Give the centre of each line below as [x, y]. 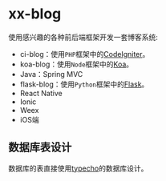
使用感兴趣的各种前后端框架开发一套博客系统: [83, 37]
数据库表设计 [40, 148]
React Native [41, 93]
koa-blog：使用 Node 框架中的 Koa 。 [77, 64]
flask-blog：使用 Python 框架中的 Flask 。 [84, 84]
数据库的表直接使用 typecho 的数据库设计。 [78, 168]
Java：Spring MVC [51, 74]
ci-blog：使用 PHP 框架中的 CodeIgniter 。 [85, 54]
